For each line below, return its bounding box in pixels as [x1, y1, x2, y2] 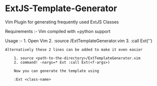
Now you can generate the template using [14, 69, 99, 73]
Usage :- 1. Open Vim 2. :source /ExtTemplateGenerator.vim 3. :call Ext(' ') [5, 37, 153, 44]
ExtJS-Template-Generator [5, 3, 118, 14]
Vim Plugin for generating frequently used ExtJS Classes [5, 19, 119, 25]
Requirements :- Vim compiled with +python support [5, 28, 111, 34]
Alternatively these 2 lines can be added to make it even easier [5, 47, 143, 52]
